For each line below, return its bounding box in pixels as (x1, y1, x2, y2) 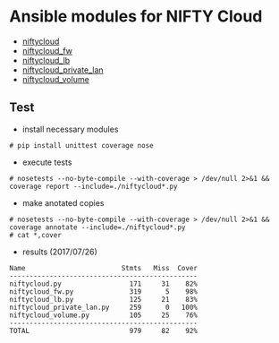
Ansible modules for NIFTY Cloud (9, 6, 263, 27)
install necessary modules (21, 124, 119, 134)
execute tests (21, 157, 72, 167)
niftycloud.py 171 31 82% (9, 279, 199, 288)
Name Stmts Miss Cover (9, 263, 199, 272)
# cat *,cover (9, 230, 63, 239)
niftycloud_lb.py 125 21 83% (9, 295, 199, 304)
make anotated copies (21, 197, 105, 208)
